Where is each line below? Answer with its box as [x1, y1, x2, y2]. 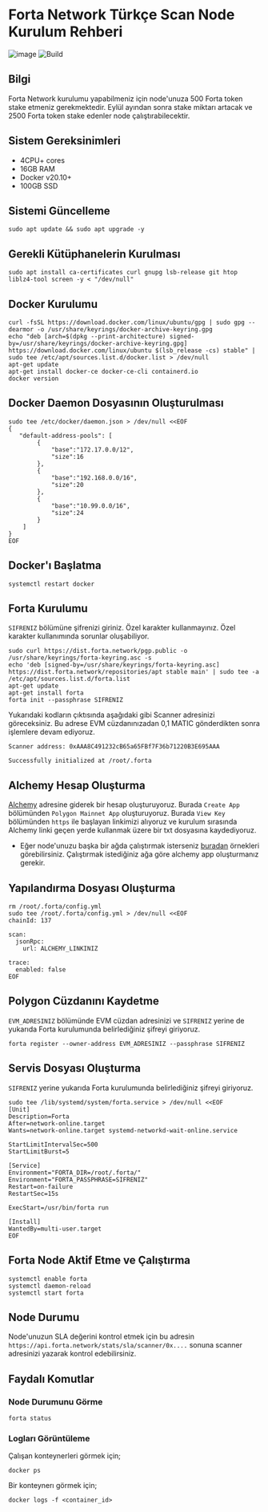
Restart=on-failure [8, 1182, 74, 1190]
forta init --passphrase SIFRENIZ [8, 696, 124, 704]
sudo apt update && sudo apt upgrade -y [8, 225, 146, 233]
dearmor [8, 326, 34, 334]
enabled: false [15, 966, 66, 974]
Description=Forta [8, 1113, 70, 1121]
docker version [8, 375, 59, 383]
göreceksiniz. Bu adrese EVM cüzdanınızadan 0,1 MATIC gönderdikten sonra [8, 719, 260, 728]
